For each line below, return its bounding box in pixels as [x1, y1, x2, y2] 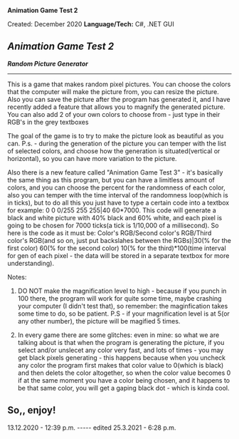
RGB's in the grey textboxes [7, 118, 89, 126]
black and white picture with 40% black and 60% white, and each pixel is [7, 213, 223, 222]
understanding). [7, 259, 55, 267]
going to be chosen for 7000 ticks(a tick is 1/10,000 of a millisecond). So [7, 221, 219, 229]
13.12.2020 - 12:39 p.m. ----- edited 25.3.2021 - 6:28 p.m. [7, 423, 176, 432]
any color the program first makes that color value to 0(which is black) [17, 361, 224, 369]
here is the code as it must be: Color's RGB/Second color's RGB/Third [7, 228, 212, 237]
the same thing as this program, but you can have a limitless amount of [7, 175, 215, 184]
